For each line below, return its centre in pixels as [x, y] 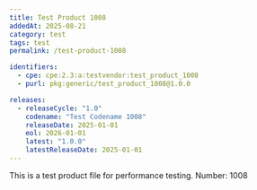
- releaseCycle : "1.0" [60, 108]
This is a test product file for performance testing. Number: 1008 [129, 175]
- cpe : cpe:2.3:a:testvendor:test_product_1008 [108, 76]
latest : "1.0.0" [56, 142]
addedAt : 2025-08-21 [48, 26]
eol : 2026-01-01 [56, 134]
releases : [28, 99]
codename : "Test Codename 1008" [86, 117]
